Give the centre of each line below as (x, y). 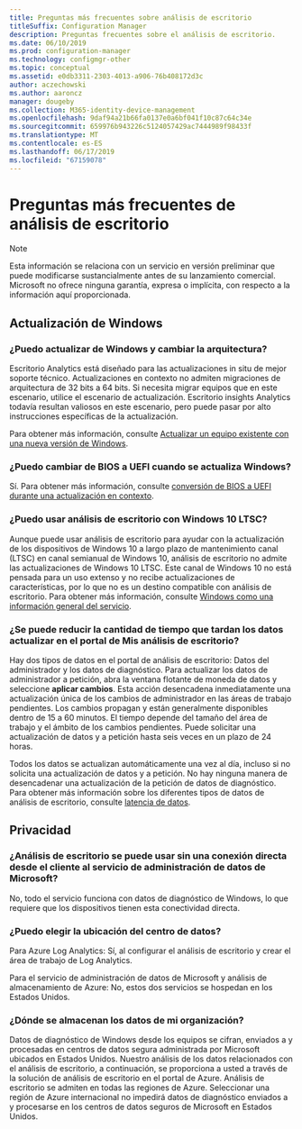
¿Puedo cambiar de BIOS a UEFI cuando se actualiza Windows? (150, 467)
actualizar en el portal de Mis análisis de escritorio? (124, 641)
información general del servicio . (71, 605)
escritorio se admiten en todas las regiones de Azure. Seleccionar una (140, 1088)
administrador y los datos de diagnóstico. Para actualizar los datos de (139, 670)
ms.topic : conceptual (50, 68)
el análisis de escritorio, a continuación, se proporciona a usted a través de (149, 1069)
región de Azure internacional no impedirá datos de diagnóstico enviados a (149, 1097)
